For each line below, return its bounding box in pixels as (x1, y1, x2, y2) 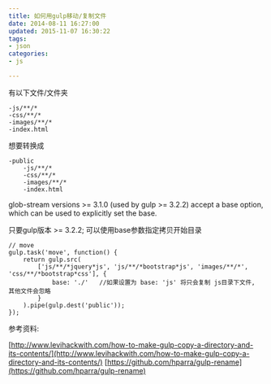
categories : (8, 50, 49, 58)
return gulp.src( (23, 255, 82, 264)
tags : (8, 34, 27, 43)
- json (8, 42, 31, 50)
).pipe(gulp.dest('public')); (23, 301, 126, 309)
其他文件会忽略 (8, 286, 51, 295)
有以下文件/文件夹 (8, 87, 69, 98)
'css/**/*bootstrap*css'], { (8, 269, 107, 277)
